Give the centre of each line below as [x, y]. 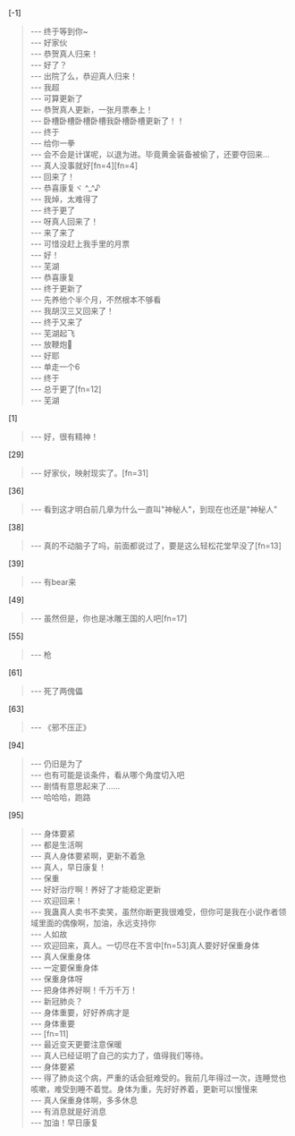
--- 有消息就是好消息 [68, 1111]
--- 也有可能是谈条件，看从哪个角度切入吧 [107, 775]
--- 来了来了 [53, 233]
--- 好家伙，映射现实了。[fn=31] [89, 473]
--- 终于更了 [53, 210]
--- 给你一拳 [53, 143]
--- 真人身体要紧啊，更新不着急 [88, 856]
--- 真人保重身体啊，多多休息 [84, 1100]
